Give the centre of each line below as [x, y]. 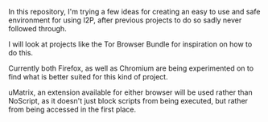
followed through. [37, 28]
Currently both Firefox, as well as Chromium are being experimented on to [131, 68]
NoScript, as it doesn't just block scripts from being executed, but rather [128, 101]
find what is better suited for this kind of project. [88, 77]
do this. [21, 53]
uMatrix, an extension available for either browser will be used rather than [130, 92]
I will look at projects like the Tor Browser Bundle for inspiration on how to [130, 44]
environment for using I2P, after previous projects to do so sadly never [125, 20]
